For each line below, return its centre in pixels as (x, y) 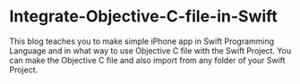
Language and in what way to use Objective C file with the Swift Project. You (150, 50)
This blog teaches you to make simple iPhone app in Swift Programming (142, 41)
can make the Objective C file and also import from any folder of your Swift (147, 60)
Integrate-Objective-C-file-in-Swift (143, 17)
